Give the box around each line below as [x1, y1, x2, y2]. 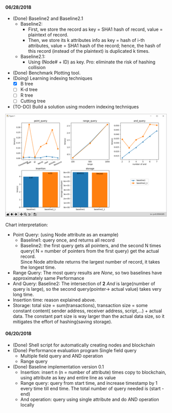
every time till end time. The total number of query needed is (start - [20, 385, 164, 392]
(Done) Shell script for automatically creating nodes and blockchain [12, 342, 155, 348]
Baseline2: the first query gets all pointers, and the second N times [20, 243, 161, 249]
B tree [20, 81, 33, 87]
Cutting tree [20, 98, 46, 104]
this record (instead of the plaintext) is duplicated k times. [28, 48, 150, 54]
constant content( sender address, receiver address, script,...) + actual [12, 308, 162, 314]
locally [20, 402, 35, 408]
